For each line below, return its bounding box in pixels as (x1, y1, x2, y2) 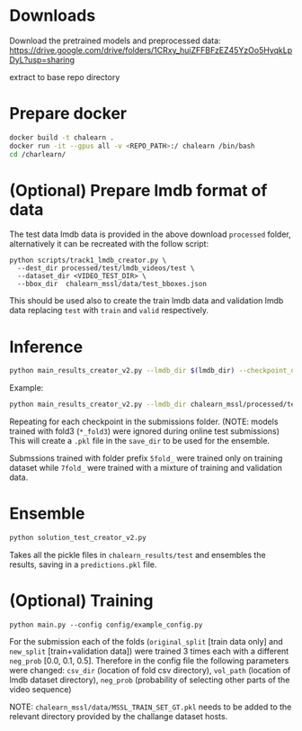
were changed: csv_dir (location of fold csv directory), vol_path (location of (9, 664, 291, 675)
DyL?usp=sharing (9, 54, 75, 65)
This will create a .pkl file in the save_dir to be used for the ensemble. (9, 436, 271, 447)
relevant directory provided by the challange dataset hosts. (9, 710, 228, 721)
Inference (9, 337, 84, 356)
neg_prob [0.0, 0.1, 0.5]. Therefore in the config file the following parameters (9, 654, 289, 666)
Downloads (9, 5, 96, 26)
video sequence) (9, 683, 72, 694)
